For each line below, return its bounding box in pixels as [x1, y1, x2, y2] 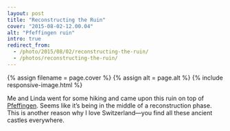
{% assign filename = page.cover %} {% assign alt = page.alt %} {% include [7, 73, 223, 82]
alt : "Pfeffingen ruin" [7, 29, 76, 36]
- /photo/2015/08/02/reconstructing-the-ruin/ [13, 49, 149, 56]
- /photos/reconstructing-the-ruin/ [13, 55, 118, 62]
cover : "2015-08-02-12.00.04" [7, 23, 94, 29]
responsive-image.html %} [7, 80, 83, 89]
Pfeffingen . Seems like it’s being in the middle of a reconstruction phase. [7, 101, 212, 110]
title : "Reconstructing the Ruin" [7, 16, 106, 23]
